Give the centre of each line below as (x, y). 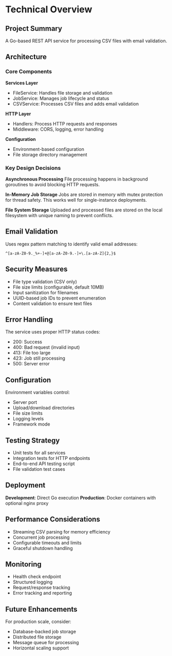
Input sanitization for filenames (45, 292)
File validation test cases (39, 469)
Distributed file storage (37, 637)
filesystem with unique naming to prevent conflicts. (60, 215)
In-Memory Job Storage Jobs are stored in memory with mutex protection (84, 194)
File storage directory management (50, 154)
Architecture (26, 57)
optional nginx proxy (27, 503)
